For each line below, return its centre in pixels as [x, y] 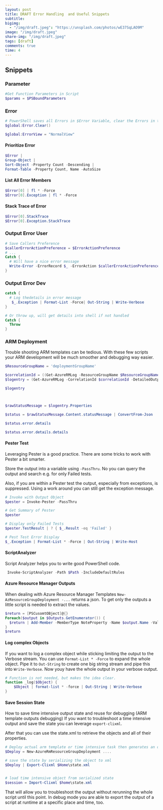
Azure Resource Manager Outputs [40, 583]
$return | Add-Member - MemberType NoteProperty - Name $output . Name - [81, 623]
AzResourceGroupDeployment [32, 600]
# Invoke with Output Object [34, 497]
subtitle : [15, 18]
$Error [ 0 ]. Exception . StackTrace [38, 221]
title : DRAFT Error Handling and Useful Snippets [57, 14]
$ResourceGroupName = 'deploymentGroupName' [51, 366]
